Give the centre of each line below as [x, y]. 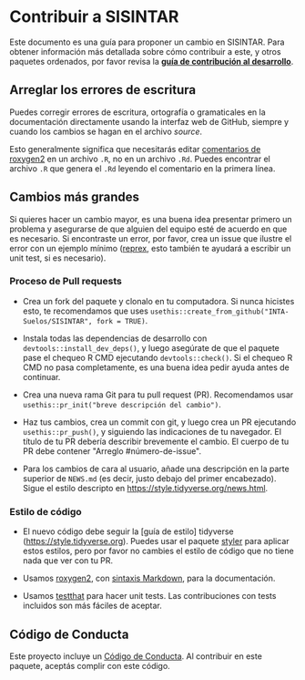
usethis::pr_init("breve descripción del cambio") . [122, 404]
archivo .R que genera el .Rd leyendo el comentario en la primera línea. [142, 168]
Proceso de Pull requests [66, 282]
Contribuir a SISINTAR [94, 17]
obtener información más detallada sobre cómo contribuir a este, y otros [145, 51]
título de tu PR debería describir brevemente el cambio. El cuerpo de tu [156, 441]
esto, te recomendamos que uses [85, 311]
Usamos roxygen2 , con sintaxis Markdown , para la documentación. [149, 578]
